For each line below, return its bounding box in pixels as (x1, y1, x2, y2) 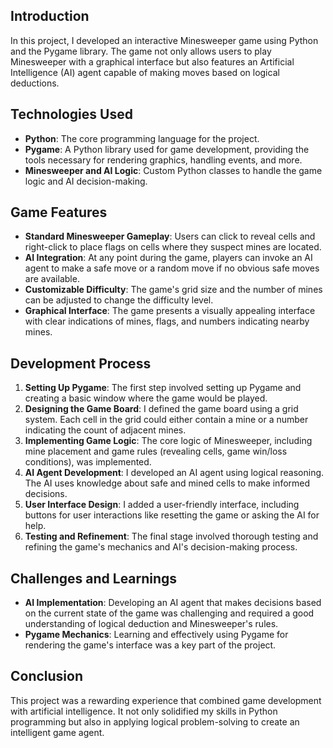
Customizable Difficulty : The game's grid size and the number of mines (24, 284, 323, 296)
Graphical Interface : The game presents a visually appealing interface (24, 305, 316, 317)
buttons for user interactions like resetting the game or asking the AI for (24, 509, 320, 521)
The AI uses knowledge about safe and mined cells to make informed (24, 477, 311, 489)
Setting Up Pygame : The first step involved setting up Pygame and (24, 382, 302, 394)
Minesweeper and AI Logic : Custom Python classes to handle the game (24, 164, 323, 176)
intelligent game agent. (10, 726, 105, 738)
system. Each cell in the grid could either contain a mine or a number (24, 414, 309, 426)
